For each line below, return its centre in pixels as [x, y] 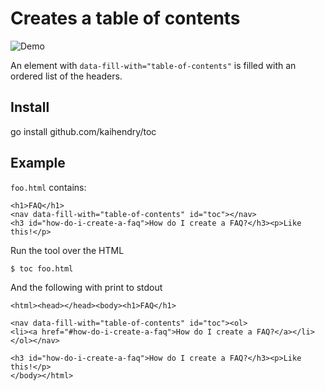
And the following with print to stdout [86, 287]
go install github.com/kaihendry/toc [83, 131]
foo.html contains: [48, 187]
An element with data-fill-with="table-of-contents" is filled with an [153, 65]
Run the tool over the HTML [67, 250]
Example [38, 163]
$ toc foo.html [42, 268]
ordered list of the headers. [66, 76]
